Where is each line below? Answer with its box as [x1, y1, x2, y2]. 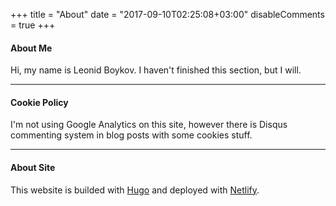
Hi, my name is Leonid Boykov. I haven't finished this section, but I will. [10, 64, 302, 76]
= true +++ [10, 19, 56, 31]
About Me [10, 42, 53, 54]
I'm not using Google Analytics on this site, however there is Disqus [10, 119, 288, 131]
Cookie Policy [10, 96, 69, 108]
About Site [10, 162, 56, 173]
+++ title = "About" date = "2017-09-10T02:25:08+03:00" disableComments [10, 9, 325, 20]
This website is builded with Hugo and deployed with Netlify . [10, 184, 260, 196]
